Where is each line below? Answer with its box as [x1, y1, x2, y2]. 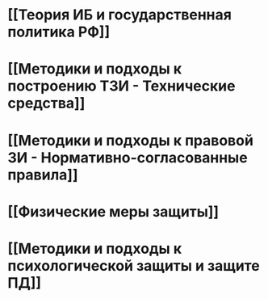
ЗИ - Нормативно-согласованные [7, 148, 248, 166]
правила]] [7, 166, 78, 183]
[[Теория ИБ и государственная [7, 6, 232, 24]
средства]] [7, 95, 86, 112]
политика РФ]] [7, 23, 111, 41]
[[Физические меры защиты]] [7, 202, 220, 221]
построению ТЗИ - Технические [7, 77, 236, 95]
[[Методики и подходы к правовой [7, 131, 253, 149]
